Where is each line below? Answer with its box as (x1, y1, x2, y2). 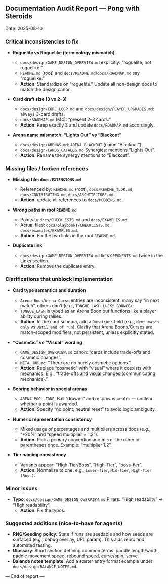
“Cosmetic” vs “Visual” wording (12, 339, 82, 345)
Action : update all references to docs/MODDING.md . (20, 197, 123, 203)
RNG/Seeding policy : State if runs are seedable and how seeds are (12, 531, 153, 537)
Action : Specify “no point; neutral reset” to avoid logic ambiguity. (20, 406, 156, 412)
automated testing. (12, 542, 52, 548)
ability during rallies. (20, 313, 63, 319)
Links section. (20, 258, 50, 264)
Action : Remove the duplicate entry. (20, 263, 96, 269)
